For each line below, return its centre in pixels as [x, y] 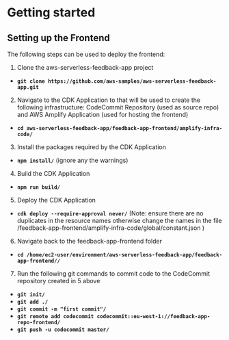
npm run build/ [39, 187]
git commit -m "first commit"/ [62, 309]
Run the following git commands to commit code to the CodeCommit [113, 274]
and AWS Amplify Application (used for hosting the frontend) [103, 115]
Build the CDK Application [53, 173]
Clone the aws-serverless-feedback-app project [85, 67]
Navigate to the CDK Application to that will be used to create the [108, 100]
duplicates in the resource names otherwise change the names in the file [119, 221]
